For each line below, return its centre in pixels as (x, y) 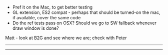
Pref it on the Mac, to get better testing (52, 7)
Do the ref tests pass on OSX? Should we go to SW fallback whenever (84, 23)
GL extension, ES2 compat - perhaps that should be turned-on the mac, (86, 12)
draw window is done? (35, 28)
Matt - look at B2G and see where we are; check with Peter (66, 38)
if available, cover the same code (46, 18)
